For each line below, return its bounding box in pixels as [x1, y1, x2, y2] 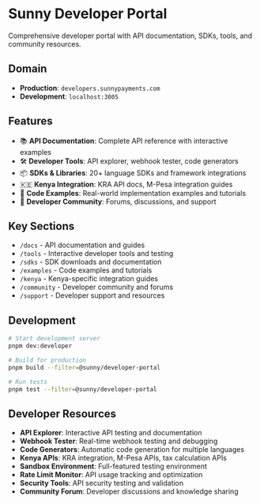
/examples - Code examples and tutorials [19, 265, 153, 275]
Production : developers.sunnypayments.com [19, 83, 160, 92]
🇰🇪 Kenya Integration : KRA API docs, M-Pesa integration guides [19, 179, 233, 189]
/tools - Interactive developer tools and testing [19, 249, 174, 258]
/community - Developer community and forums [19, 282, 174, 292]
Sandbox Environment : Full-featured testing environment [19, 461, 207, 471]
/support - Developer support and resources [19, 291, 165, 300]
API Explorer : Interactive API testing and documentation [19, 428, 202, 438]
